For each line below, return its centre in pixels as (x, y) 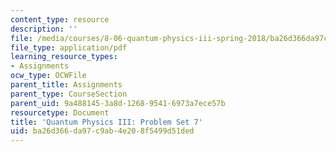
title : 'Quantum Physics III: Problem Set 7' (106, 122)
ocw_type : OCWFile (48, 76)
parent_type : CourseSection (69, 94)
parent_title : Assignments (66, 85)
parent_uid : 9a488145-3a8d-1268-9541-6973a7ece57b (118, 103)
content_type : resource (60, 19)
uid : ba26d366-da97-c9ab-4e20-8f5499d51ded (102, 131)
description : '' (44, 29)
